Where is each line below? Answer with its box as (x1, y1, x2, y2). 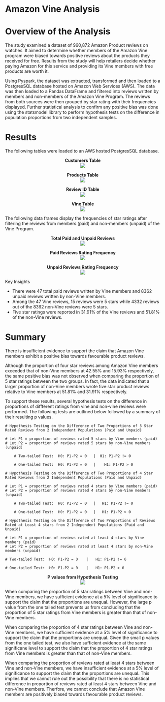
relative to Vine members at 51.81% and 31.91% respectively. (5, 389, 128, 395)
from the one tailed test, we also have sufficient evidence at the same (5, 640, 146, 645)
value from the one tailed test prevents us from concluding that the (5, 604, 141, 610)
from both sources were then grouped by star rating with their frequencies (5, 99, 156, 105)
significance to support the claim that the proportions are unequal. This (5, 671, 150, 676)
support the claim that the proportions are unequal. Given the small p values (5, 635, 159, 641)
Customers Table (65, 157, 101, 163)
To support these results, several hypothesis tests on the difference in (5, 398, 147, 404)
